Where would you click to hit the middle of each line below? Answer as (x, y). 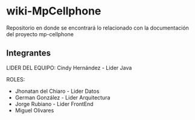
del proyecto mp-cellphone (40, 34)
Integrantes (29, 53)
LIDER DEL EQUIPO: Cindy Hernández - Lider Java (69, 68)
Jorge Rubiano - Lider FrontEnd (54, 104)
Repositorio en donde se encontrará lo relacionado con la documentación (97, 28)
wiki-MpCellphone (54, 11)
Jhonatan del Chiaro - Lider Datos (57, 91)
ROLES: (16, 79)
